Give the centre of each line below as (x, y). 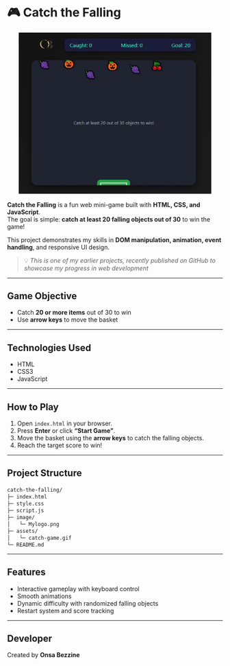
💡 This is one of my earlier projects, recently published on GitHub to (119, 260)
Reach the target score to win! (60, 445)
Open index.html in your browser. (65, 424)
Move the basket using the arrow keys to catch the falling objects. (110, 438)
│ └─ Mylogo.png (33, 524)
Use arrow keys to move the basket (67, 320)
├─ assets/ (23, 531)
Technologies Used (49, 347)
